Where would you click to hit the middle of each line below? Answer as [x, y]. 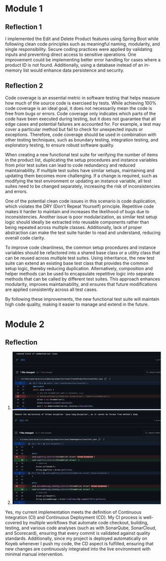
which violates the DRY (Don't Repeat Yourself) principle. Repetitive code [80, 206]
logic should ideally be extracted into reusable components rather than [77, 222]
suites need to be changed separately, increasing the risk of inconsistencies [83, 186]
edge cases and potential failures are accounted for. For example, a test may [83, 124]
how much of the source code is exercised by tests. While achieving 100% [81, 103]
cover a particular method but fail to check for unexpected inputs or [74, 129]
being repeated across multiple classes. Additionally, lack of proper [74, 227]
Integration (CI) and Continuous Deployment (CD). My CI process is [74, 517]
